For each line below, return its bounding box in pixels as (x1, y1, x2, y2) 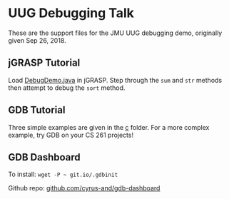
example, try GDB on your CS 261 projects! (8, 131, 134, 139)
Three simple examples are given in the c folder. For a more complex (8, 123, 210, 131)
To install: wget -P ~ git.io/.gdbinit (8, 170, 118, 179)
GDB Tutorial (8, 104, 66, 116)
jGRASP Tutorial (8, 57, 81, 69)
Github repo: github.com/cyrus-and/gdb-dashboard (8, 184, 161, 193)
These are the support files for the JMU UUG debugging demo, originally (8, 29, 223, 37)
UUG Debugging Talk (8, 5, 135, 21)
